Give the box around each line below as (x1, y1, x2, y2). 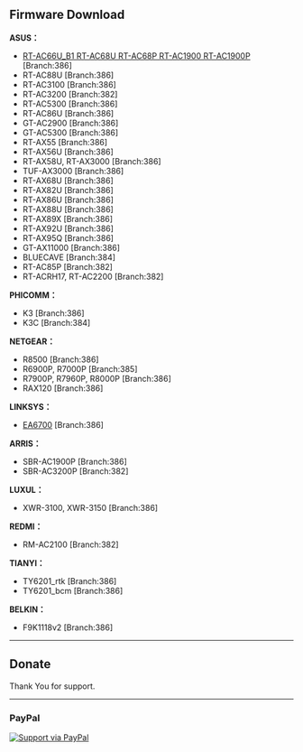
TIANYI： (9, 557, 45, 568)
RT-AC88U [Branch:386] (22, 70, 115, 80)
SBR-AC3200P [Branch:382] (22, 465, 129, 477)
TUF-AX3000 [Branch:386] (22, 165, 124, 176)
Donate (9, 656, 51, 672)
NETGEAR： (9, 336, 56, 347)
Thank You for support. (9, 681, 96, 692)
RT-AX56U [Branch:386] (22, 146, 115, 157)
